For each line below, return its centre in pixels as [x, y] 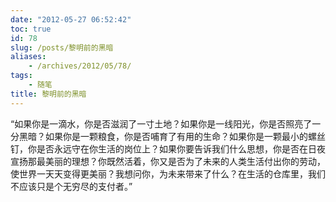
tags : [21, 76]
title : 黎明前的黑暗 [48, 94]
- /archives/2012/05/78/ [80, 66]
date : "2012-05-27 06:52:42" [71, 19]
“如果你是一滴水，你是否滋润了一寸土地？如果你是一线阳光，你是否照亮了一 [166, 123]
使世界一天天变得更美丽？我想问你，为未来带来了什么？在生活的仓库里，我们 [168, 173]
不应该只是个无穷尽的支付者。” [71, 186]
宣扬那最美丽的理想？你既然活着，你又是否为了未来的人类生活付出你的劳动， [168, 161]
